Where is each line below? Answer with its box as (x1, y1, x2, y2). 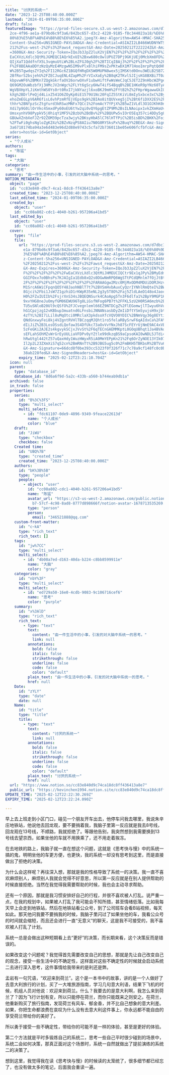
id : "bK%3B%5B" (18, 468, 51, 473)
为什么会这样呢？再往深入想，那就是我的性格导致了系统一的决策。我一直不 (5, 869, 159, 875)
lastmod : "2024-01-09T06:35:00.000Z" (5, 17, 84, 22)
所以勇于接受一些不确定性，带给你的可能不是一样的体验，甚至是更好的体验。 (5, 1023, 164, 1030)
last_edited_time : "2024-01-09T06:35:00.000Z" (10, 195, 109, 200)
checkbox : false (18, 440, 53, 445)
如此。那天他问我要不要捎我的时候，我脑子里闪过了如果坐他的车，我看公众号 (5, 911, 164, 917)
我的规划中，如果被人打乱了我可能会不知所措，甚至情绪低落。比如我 (18, 898, 159, 905)
